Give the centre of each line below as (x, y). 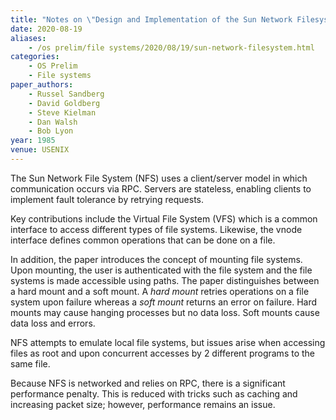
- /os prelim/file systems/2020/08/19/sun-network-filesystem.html (171, 47)
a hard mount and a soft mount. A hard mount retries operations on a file (160, 291)
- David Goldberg (64, 103)
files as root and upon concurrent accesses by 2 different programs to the (162, 353)
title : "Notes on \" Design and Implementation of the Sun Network (151, 19)
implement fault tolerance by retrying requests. (107, 199)
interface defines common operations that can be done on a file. (143, 240)
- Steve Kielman (62, 112)
